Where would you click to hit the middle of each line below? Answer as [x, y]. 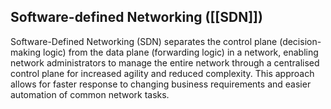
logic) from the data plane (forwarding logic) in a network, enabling [180, 52]
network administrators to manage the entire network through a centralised [165, 62]
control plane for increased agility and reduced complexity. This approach [162, 73]
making [26, 52]
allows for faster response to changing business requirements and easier [161, 84]
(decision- [300, 41]
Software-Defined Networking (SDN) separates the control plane [144, 41]
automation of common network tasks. [90, 94]
